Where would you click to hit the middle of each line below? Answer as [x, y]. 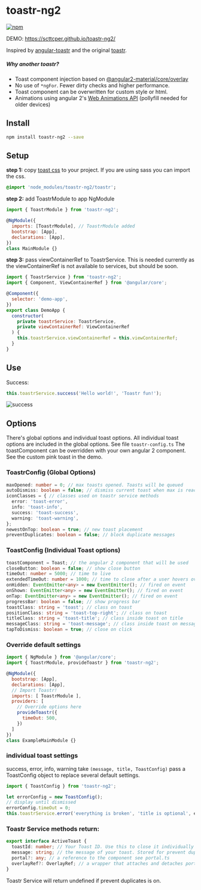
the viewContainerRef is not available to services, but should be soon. [92, 266]
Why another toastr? [33, 64]
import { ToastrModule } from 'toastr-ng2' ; [63, 210]
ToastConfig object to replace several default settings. [73, 775]
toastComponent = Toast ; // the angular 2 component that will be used [97, 563]
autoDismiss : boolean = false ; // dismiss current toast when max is [95, 490]
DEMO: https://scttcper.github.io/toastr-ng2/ [61, 38]
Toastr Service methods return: [53, 829]
